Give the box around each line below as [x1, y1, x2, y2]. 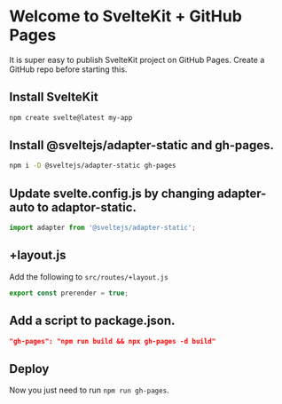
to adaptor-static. [36, 200, 137, 215]
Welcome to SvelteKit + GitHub [9, 6, 242, 27]
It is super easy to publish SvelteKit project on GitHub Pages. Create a [9, 54, 265, 65]
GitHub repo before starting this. [9, 64, 128, 75]
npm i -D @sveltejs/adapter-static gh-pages [9, 162, 176, 170]
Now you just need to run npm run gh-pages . [9, 384, 170, 396]
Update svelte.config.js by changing [9, 186, 215, 201]
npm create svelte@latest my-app [9, 113, 133, 122]
